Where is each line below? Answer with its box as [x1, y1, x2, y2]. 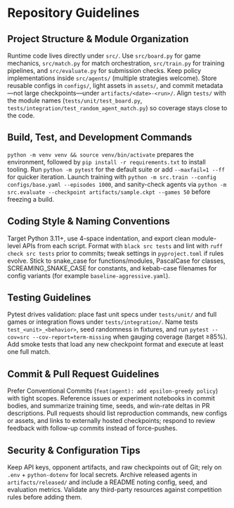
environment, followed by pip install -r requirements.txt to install [7, 157, 206, 166]
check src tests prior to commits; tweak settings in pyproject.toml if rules [7, 249, 224, 257]
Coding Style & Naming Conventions [7, 216, 170, 228]
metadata [195, 82, 223, 89]
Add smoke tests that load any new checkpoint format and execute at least [7, 340, 224, 349]
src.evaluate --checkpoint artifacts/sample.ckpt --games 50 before [7, 188, 211, 196]
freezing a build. [7, 195, 55, 203]
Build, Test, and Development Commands [7, 131, 193, 143]
